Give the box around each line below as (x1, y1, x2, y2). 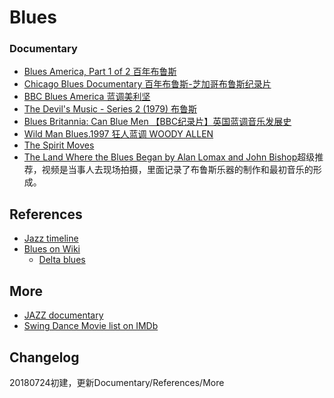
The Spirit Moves (23, 139, 95, 151)
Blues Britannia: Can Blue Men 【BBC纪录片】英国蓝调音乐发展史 (23, 116, 292, 128)
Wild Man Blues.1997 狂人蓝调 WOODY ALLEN (23, 128, 214, 140)
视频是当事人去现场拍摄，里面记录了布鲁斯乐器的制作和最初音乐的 (41, 164, 314, 176)
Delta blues (38, 254, 86, 266)
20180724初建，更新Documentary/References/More (9, 376, 225, 388)
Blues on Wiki (23, 243, 81, 255)
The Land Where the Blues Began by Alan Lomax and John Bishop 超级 (23, 151, 316, 163)
